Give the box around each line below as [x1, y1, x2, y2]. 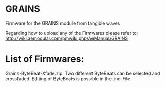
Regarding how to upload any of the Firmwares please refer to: [5, 30, 138, 36]
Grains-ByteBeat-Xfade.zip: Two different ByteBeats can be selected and [5, 70, 160, 76]
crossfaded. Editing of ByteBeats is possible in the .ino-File [5, 75, 131, 82]
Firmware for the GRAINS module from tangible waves [5, 20, 120, 26]
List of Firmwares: [5, 53, 84, 65]
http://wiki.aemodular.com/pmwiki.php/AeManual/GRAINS [5, 35, 129, 41]
